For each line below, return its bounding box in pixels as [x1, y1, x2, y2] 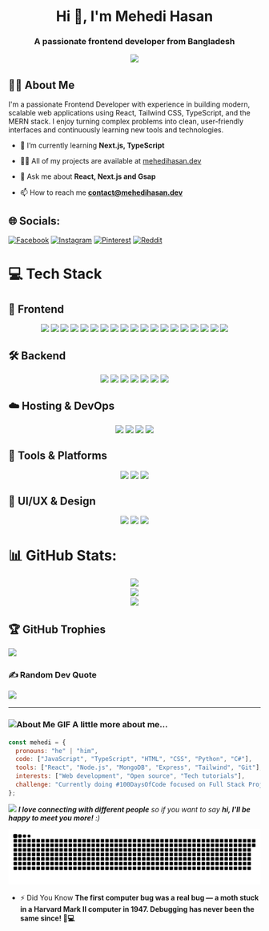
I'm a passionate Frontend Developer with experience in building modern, [8, 99, 251, 109]
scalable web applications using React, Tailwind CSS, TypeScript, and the [8, 108, 251, 118]
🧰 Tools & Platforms [8, 449, 108, 463]
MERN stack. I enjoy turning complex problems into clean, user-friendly [8, 116, 244, 127]
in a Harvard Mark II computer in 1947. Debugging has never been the [19, 904, 255, 913]
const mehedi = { [8, 738, 66, 747]
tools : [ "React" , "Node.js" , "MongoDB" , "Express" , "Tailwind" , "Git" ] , [15, 763, 263, 772]
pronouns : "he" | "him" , [15, 747, 98, 755]
